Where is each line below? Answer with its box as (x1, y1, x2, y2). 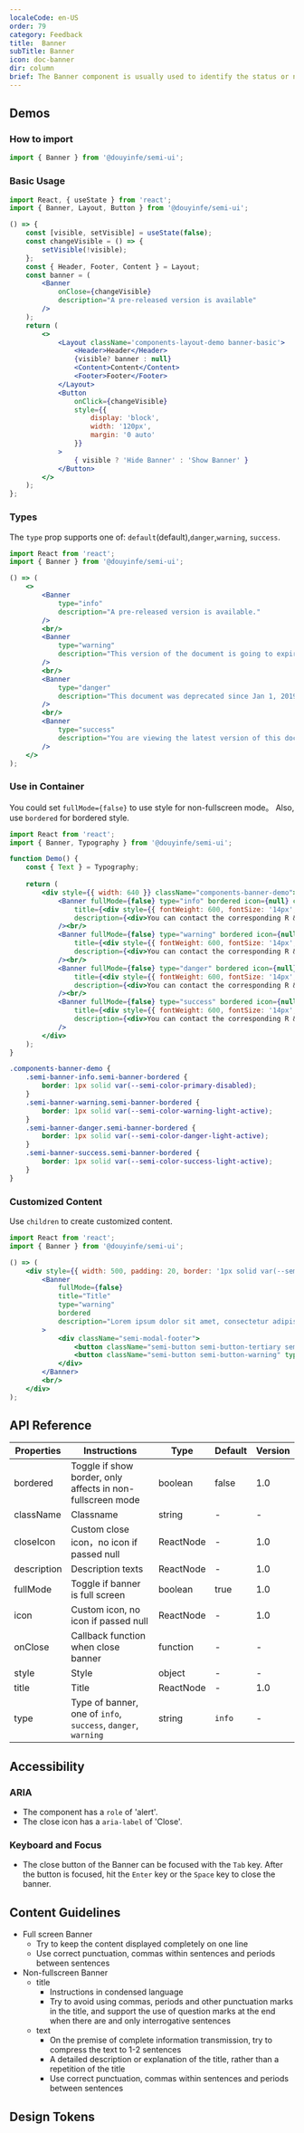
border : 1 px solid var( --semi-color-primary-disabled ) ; (42, 1081, 257, 1091)
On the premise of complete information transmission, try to (49, 2034, 273, 2046)
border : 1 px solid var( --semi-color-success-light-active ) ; (42, 1157, 273, 1166)
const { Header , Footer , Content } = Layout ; (25, 262, 201, 272)
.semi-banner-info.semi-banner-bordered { (25, 1073, 188, 1082)
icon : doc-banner (9, 55, 75, 64)
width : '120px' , (90, 422, 152, 431)
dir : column (9, 64, 54, 73)
